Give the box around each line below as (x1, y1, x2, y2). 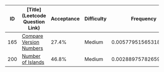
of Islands (21, 59, 45, 65)
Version (21, 39, 40, 45)
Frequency (131, 16, 157, 22)
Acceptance (51, 16, 80, 22)
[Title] (26, 6, 41, 13)
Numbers (21, 45, 43, 52)
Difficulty (84, 16, 107, 22)
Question (23, 18, 45, 25)
